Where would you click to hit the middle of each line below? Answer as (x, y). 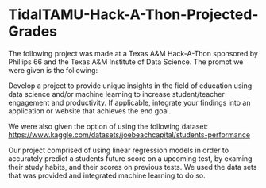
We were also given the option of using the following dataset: (108, 126)
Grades (33, 31)
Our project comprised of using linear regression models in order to (118, 150)
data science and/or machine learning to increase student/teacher (116, 94)
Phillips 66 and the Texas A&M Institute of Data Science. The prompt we (126, 62)
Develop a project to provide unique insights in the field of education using (130, 86)
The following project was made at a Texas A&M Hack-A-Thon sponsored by (133, 53)
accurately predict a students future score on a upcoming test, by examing (130, 158)
